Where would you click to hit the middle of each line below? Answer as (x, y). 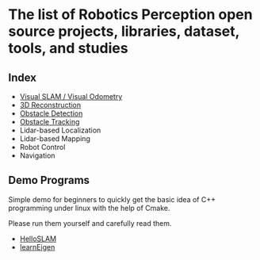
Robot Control (42, 147)
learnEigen (37, 247)
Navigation (37, 155)
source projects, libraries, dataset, (124, 31)
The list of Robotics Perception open (130, 15)
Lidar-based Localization (60, 130)
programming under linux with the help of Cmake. (89, 208)
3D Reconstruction (50, 105)
